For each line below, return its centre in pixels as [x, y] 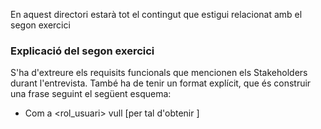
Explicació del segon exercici [82, 51]
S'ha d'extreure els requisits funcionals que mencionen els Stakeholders [159, 73]
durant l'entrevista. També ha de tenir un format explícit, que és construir [161, 83]
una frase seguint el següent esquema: [91, 94]
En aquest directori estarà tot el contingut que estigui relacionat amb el [156, 14]
